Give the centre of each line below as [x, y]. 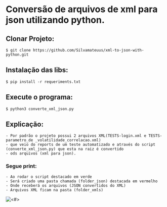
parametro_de [19, 140]
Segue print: [21, 166]
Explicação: [25, 124]
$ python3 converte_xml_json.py [40, 109]
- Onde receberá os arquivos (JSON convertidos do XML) [66, 185]
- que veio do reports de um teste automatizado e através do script [81, 145]
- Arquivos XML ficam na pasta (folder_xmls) [54, 190]
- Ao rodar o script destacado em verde [49, 177]
